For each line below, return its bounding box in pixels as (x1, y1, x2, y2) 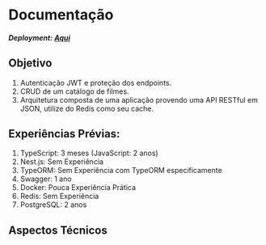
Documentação (8, 6, 114, 24)
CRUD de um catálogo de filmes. (19, 87, 129, 96)
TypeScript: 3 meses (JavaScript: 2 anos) (19, 148, 159, 158)
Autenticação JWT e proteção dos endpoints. (19, 78, 172, 87)
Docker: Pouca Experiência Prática (19, 183, 136, 192)
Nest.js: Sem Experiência (19, 157, 103, 167)
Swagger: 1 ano (19, 174, 72, 184)
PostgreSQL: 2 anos (19, 200, 87, 209)
